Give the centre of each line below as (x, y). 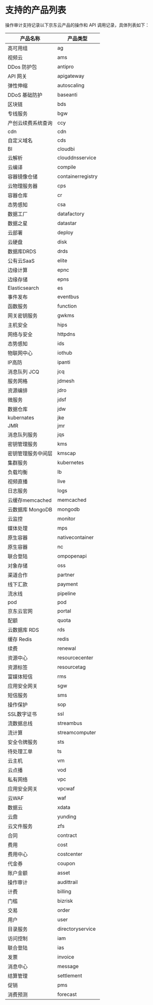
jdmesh (66, 381)
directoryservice (76, 929)
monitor (66, 518)
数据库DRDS (22, 251)
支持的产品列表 (36, 10)
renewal (67, 648)
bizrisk (65, 901)
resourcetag (72, 667)
